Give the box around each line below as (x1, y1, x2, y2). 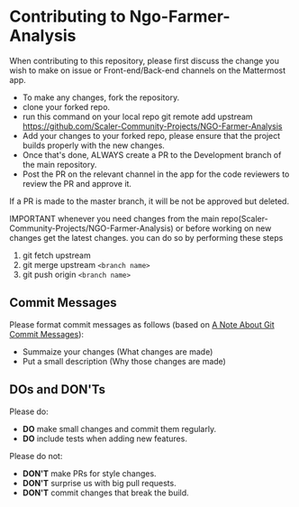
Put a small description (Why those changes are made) (22, 355, 227, 366)
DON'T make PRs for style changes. (22, 467, 157, 479)
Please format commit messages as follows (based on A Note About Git (9, 318, 275, 330)
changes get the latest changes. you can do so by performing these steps (9, 232, 284, 243)
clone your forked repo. (22, 101, 111, 112)
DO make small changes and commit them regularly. (22, 423, 217, 434)
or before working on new (175, 223, 272, 234)
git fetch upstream (22, 250, 92, 261)
